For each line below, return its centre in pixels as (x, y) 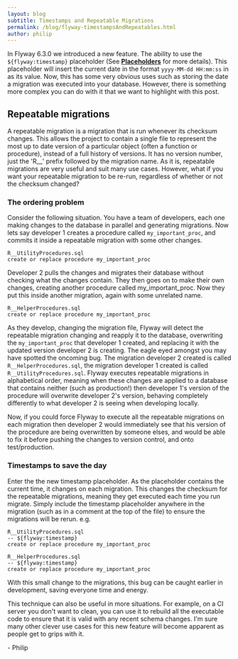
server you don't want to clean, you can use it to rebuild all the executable (115, 611)
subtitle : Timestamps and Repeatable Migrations (81, 21)
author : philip (30, 34)
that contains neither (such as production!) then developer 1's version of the (118, 388)
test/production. (31, 447)
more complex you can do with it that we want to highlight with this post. (114, 92)
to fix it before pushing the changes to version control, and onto (101, 440)
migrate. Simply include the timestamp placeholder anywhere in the (106, 503)
